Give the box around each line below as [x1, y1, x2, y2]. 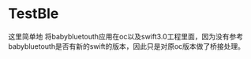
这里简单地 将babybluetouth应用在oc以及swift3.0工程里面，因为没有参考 [8, 31, 243, 41]
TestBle [8, 5, 59, 23]
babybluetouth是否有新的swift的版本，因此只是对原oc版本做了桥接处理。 [8, 41, 245, 51]
